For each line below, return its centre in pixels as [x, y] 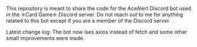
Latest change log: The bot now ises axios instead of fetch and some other [97, 32]
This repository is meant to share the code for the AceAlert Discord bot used [99, 8]
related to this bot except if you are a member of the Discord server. [88, 21]
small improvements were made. [46, 38]
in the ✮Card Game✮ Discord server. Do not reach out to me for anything [95, 15]
